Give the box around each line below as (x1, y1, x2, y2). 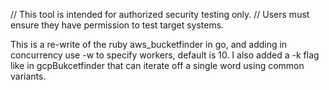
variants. (10, 70, 47, 82)
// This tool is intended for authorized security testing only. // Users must (10, 9, 310, 20)
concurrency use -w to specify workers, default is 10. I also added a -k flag (10, 49, 320, 61)
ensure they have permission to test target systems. (10, 19, 225, 31)
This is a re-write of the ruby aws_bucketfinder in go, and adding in (10, 39, 288, 50)
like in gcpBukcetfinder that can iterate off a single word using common (10, 60, 305, 71)
